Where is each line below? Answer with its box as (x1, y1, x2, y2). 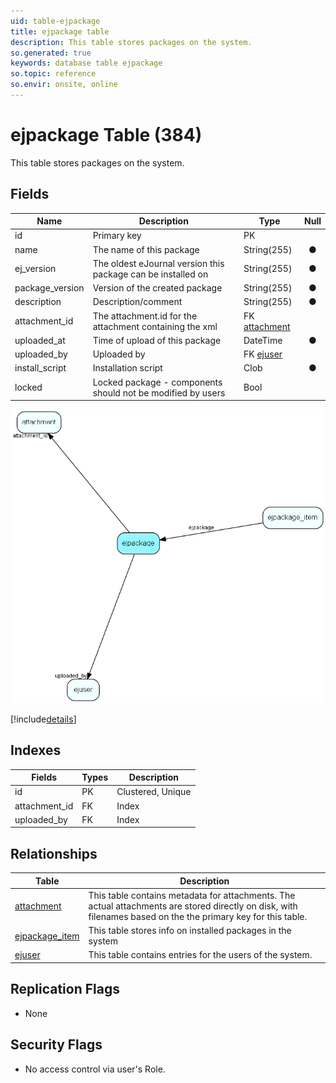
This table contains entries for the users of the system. (88, 949, 313, 961)
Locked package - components (92, 376, 223, 388)
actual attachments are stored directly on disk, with (88, 900, 298, 912)
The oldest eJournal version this (92, 257, 225, 269)
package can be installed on (92, 268, 209, 280)
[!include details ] (10, 713, 77, 725)
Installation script (92, 362, 163, 374)
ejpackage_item (14, 930, 80, 942)
